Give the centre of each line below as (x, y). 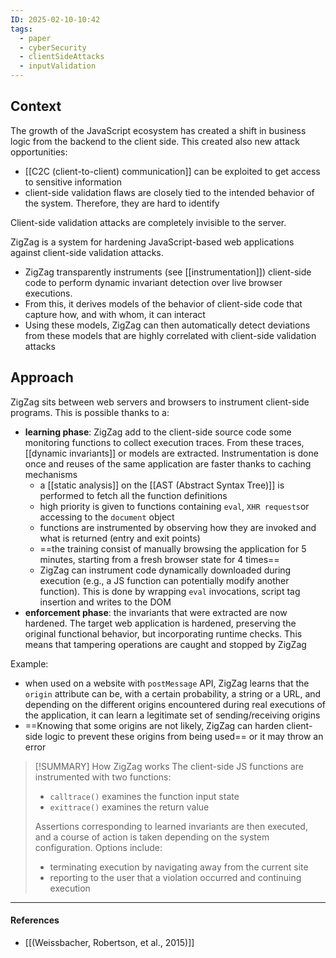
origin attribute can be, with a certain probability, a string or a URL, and (173, 693)
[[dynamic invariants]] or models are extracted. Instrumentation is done (171, 453)
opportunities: (39, 152)
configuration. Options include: (98, 847)
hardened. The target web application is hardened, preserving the (160, 623)
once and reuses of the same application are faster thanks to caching (168, 463)
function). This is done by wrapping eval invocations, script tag (170, 591)
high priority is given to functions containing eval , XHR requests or (174, 506)
